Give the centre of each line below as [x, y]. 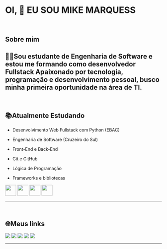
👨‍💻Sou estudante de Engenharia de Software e [79, 56]
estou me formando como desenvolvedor [70, 64]
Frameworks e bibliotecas [39, 178]
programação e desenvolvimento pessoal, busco [83, 80]
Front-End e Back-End [35, 149]
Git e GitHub [25, 159]
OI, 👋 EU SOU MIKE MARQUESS [70, 10]
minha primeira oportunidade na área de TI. [74, 87]
